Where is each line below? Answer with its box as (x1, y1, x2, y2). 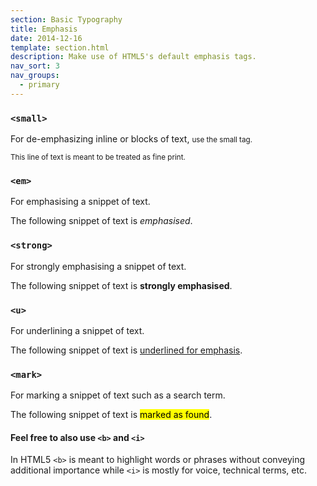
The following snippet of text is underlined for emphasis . (10, 344, 243, 356)
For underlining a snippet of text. (10, 324, 145, 336)
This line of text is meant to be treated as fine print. (10, 152, 186, 163)
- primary (19, 80, 60, 90)
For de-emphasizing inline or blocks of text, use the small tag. (10, 133, 253, 145)
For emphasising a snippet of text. (10, 196, 151, 208)
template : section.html (10, 42, 110, 53)
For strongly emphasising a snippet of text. (10, 260, 187, 272)
